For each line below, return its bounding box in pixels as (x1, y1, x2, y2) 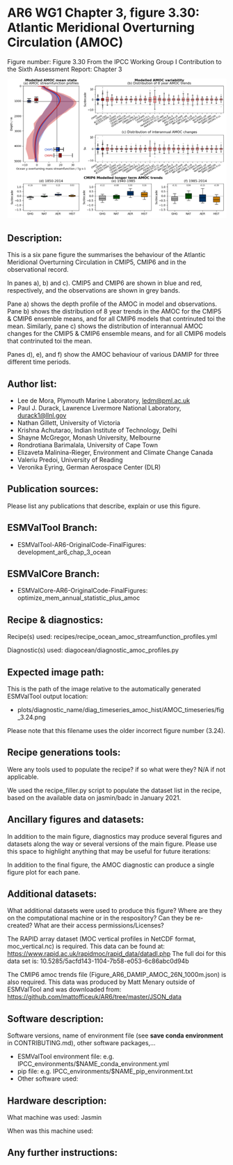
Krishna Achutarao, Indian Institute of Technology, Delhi (17, 426, 177, 434)
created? (7, 921, 33, 929)
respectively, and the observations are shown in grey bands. (7, 286, 181, 295)
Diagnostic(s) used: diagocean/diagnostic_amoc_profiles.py (7, 646, 179, 654)
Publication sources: (7, 483, 99, 495)
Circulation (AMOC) (7, 35, 124, 50)
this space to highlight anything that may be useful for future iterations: (7, 847, 211, 855)
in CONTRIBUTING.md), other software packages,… (7, 1039, 156, 1047)
